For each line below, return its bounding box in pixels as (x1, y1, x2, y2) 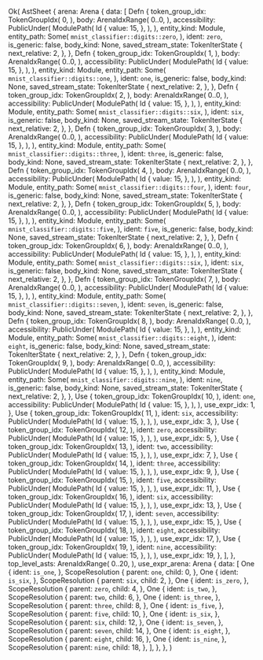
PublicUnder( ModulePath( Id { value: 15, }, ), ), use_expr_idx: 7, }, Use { (8, 451, 238, 459)
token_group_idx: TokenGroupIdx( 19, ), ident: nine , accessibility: (8, 543, 217, 551)
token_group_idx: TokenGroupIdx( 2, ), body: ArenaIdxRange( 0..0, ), (8, 91, 229, 99)
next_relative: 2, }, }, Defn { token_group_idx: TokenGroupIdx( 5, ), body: (8, 199, 242, 208)
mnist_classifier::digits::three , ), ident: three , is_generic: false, (8, 149, 224, 158)
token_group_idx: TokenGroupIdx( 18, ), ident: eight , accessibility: (8, 525, 221, 535)
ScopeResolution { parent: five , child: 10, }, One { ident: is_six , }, (8, 610, 220, 618)
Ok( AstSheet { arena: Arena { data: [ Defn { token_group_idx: (8, 7, 206, 16)
